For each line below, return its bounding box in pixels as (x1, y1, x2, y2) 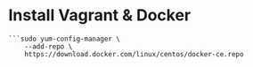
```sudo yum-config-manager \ (8, 34, 121, 43)
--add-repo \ (24, 41, 73, 51)
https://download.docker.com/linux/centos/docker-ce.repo (24, 49, 244, 58)
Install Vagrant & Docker (8, 5, 192, 26)
